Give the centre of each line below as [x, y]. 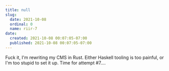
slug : [11, 15]
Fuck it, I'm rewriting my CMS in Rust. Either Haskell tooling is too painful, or [84, 57]
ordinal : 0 [21, 24]
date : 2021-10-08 [28, 19]
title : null [18, 10]
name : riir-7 [24, 29]
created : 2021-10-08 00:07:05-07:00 [48, 39]
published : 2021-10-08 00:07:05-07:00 [51, 43]
